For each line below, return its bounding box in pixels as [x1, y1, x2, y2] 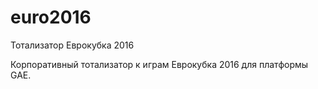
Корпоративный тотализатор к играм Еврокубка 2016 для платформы [10, 58, 309, 70]
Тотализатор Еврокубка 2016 [10, 39, 135, 51]
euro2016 [10, 6, 92, 29]
